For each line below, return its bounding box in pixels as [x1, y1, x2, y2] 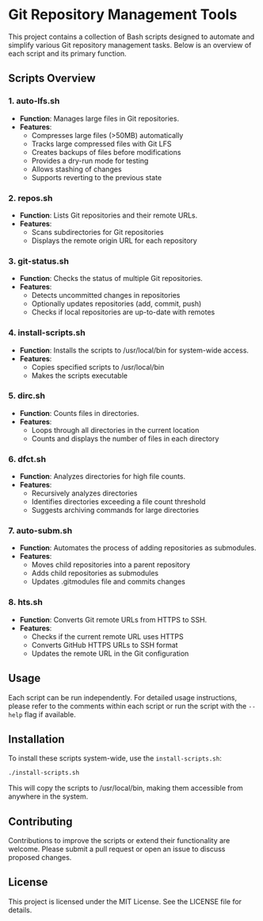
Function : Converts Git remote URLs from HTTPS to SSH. [19, 615, 208, 624]
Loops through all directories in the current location [31, 425, 200, 434]
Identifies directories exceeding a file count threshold [31, 497, 206, 507]
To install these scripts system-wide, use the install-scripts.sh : [8, 753, 222, 763]
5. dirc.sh [8, 391, 46, 402]
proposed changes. [8, 853, 72, 862]
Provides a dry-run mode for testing [31, 156, 149, 165]
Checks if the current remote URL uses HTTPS [31, 631, 184, 641]
